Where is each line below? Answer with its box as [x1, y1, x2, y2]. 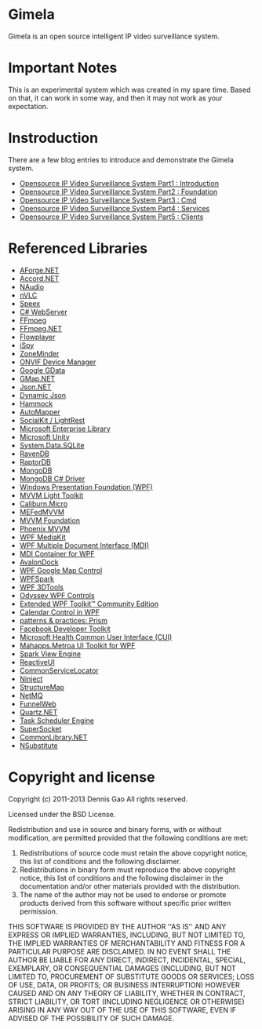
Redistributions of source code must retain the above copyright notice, [19, 848, 249, 857]
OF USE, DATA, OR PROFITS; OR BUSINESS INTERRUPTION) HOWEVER [8, 980, 241, 990]
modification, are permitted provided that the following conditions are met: [8, 833, 249, 842]
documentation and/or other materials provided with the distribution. [19, 881, 241, 891]
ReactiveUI [19, 657, 55, 666]
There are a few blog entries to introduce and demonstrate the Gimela [8, 155, 234, 164]
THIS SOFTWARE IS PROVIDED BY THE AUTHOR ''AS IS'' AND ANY [8, 921, 227, 931]
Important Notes [8, 59, 118, 77]
